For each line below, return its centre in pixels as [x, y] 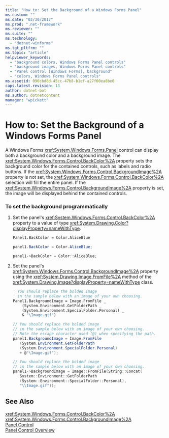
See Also [20, 402]
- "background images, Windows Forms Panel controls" [68, 67]
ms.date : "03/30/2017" [29, 19]
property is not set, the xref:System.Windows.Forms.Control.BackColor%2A [84, 177]
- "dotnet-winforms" [31, 43]
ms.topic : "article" [27, 52]
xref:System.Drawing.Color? [99, 223]
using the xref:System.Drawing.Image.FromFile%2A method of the [82, 277]
